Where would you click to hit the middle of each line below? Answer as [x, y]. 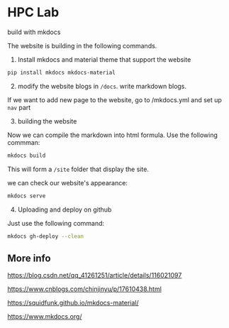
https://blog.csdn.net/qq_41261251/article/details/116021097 [95, 275]
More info [29, 258]
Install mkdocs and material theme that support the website [104, 59]
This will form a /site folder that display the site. [78, 169]
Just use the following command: [56, 223]
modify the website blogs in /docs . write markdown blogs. [102, 86]
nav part [19, 107]
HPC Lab [33, 12]
